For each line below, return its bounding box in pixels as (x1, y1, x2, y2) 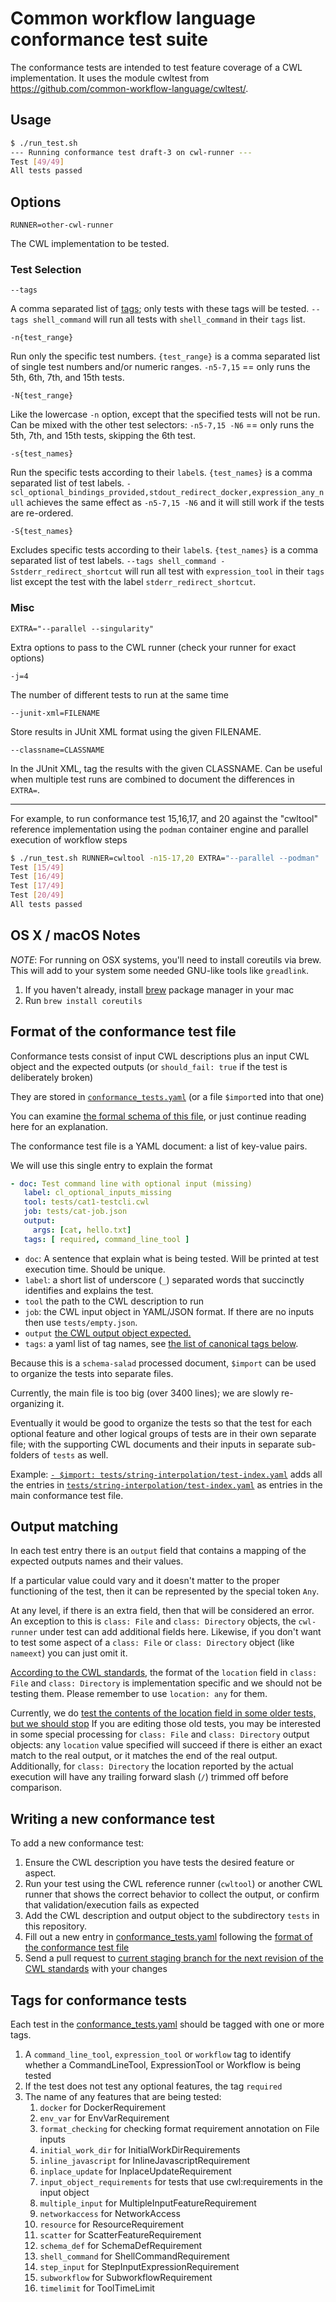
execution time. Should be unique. (24, 1263, 166, 1275)
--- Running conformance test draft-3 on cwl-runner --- (10, 147, 253, 157)
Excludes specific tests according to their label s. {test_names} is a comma (10, 544, 319, 556)
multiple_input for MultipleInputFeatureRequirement (39, 2197, 257, 2209)
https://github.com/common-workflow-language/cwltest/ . (10, 82, 249, 94)
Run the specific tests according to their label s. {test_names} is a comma (10, 467, 313, 479)
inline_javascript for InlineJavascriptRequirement (39, 2155, 251, 2167)
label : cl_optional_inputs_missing (23, 1188, 172, 1198)
